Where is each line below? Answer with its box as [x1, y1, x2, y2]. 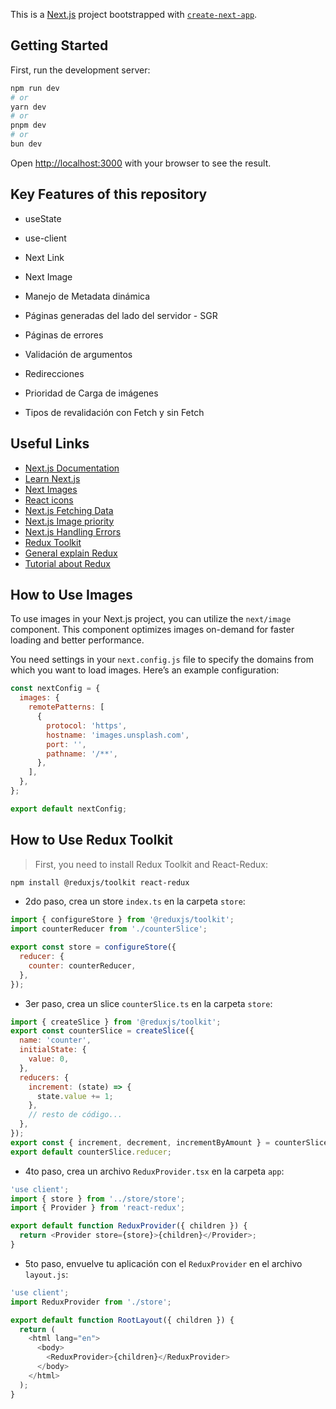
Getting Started [10, 37, 109, 54]
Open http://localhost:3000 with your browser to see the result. [10, 157, 272, 169]
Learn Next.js [24, 472, 81, 484]
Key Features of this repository [10, 186, 208, 203]
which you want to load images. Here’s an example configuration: [10, 664, 280, 676]
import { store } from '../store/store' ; [10, 1194, 186, 1204]
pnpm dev [10, 120, 47, 131]
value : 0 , [28, 1054, 70, 1064]
